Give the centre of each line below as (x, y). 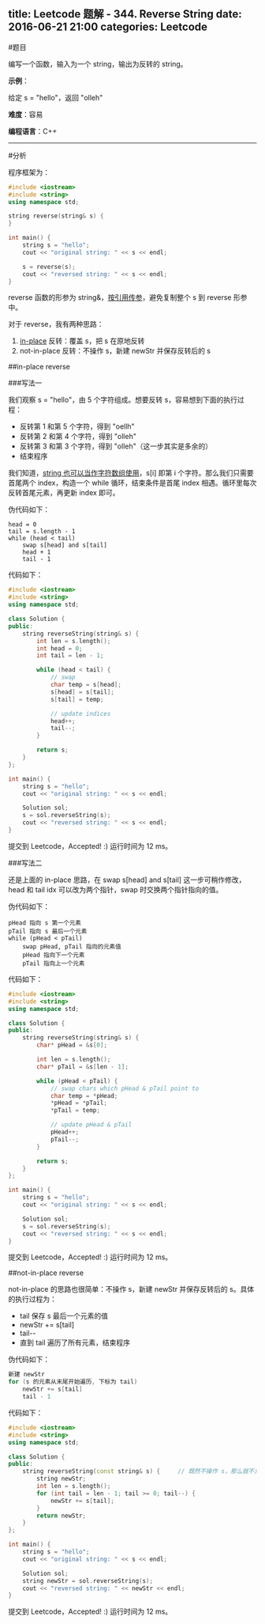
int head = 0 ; (60, 648)
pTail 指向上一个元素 (54, 963)
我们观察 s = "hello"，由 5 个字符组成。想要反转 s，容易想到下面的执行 (123, 400)
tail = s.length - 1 (42, 532)
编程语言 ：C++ (33, 131)
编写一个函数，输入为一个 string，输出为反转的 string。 (98, 64)
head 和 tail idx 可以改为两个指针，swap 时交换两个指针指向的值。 (116, 889)
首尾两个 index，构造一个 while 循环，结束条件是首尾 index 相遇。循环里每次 (132, 483)
